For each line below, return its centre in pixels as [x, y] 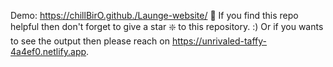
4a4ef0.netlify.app [48, 51]
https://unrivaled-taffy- [219, 41]
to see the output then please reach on [90, 41]
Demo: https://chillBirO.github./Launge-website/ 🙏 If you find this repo [154, 15]
